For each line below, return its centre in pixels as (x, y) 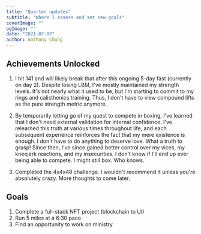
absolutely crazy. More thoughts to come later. (72, 178)
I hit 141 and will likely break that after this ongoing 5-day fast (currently (103, 78)
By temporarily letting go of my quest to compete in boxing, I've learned (104, 115)
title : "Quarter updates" (38, 12)
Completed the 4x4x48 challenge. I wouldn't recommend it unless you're (105, 172)
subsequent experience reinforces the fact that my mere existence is (100, 134)
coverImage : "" (25, 23)
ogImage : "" (21, 28)
